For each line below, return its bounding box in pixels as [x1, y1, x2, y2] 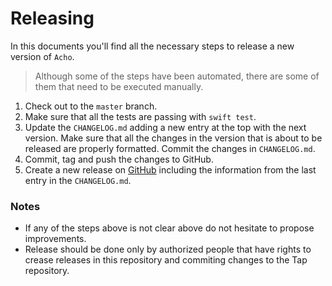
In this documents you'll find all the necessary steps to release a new [10, 40, 295, 52]
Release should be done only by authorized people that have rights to [24, 243, 312, 256]
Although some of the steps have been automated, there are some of [34, 70, 320, 82]
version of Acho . [10, 50, 75, 62]
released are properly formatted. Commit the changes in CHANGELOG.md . [24, 142, 316, 154]
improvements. [24, 233, 87, 245]
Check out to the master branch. [24, 100, 158, 112]
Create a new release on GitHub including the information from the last [24, 163, 317, 176]
